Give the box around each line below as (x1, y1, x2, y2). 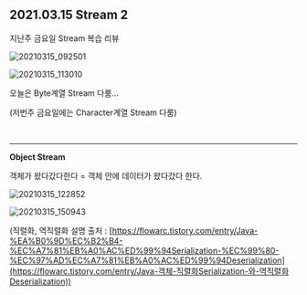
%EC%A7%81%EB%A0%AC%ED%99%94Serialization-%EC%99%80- (9, 245, 280, 256)
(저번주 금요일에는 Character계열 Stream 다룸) (9, 107, 177, 118)
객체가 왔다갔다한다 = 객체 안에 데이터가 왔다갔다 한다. (9, 170, 203, 181)
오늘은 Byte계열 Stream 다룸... (9, 87, 119, 99)
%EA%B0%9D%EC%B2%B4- (9, 235, 123, 246)
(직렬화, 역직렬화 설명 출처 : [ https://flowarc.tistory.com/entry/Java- (9, 225, 259, 236)
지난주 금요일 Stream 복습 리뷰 (9, 32, 120, 44)
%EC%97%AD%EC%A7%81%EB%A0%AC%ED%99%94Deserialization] (9, 255, 285, 266)
